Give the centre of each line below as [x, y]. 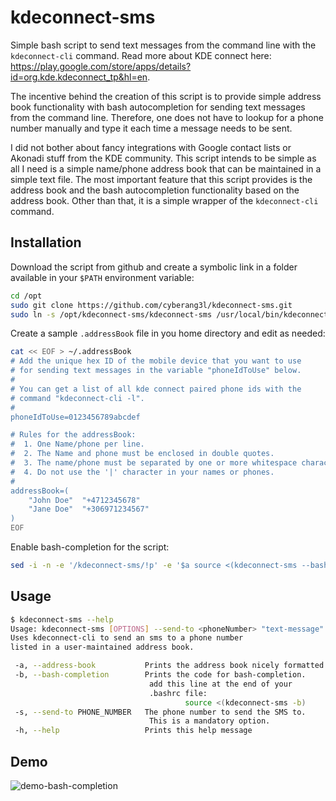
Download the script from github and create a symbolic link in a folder [154, 267]
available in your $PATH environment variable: [102, 277]
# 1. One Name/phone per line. [77, 444]
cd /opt [26, 296]
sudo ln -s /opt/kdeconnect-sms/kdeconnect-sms [111, 314]
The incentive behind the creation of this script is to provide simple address [166, 96]
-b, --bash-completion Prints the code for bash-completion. [160, 675]
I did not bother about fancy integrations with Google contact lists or [151, 147]
